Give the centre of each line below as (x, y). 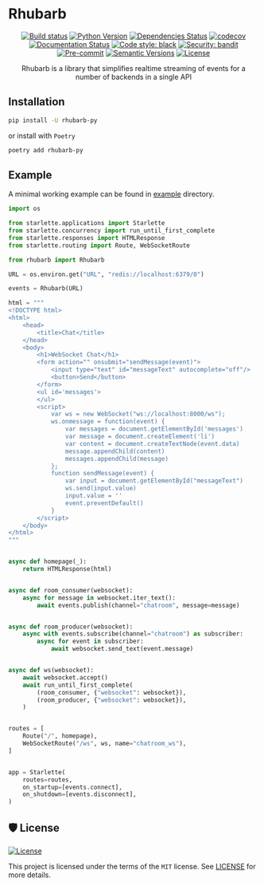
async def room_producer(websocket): (71, 627)
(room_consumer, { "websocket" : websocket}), (112, 692)
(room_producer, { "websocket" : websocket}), (112, 700)
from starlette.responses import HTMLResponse (87, 238)
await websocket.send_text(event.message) (122, 649)
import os (25, 209)
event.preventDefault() (105, 503)
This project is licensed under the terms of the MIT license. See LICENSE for (132, 866)
